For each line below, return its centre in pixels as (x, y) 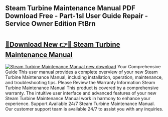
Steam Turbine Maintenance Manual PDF (70, 8)
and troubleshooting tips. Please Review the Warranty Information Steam (80, 82)
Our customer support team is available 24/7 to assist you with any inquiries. (84, 109)
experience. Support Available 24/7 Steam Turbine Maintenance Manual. (80, 104)
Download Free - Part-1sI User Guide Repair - (77, 16)
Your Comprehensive (139, 66)
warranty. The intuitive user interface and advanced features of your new (81, 93)
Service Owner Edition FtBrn (51, 24)
